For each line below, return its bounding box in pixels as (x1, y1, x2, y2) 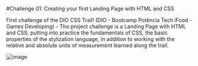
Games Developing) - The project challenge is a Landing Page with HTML (6, 23, 186, 30)
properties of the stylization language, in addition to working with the (6, 36, 175, 42)
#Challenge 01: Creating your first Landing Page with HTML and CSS (6, 5, 174, 12)
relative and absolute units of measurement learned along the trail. (6, 42, 169, 49)
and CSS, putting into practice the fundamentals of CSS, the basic (6, 29, 168, 36)
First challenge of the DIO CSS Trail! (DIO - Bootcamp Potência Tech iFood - (6, 17, 192, 23)
